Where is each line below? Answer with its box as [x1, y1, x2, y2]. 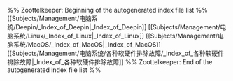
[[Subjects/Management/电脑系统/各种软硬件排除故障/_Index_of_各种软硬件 [7, 49, 224, 57]
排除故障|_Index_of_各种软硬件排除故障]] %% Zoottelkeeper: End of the [7, 58, 213, 66]
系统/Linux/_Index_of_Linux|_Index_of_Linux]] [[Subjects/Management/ [13, 31, 218, 40]
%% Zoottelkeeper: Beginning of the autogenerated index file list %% [7, 6, 209, 14]
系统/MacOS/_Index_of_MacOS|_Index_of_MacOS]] [13, 40, 161, 48]
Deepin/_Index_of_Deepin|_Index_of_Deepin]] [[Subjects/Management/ [15, 23, 220, 31]
